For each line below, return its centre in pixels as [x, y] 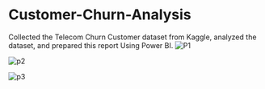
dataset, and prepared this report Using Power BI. [91, 45]
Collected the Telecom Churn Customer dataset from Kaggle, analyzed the [132, 37]
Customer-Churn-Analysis [100, 15]
